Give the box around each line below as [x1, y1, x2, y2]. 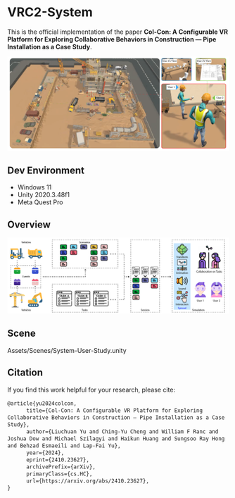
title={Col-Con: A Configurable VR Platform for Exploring [25, 406, 203, 414]
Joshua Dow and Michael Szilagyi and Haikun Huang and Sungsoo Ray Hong [7, 435, 225, 442]
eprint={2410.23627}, [25, 456, 90, 463]
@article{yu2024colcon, [7, 399, 77, 407]
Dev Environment [7, 164, 85, 176]
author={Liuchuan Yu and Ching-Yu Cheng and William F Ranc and [25, 428, 219, 435]
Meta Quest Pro [17, 198, 63, 206]
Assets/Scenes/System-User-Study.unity [7, 346, 127, 354]
